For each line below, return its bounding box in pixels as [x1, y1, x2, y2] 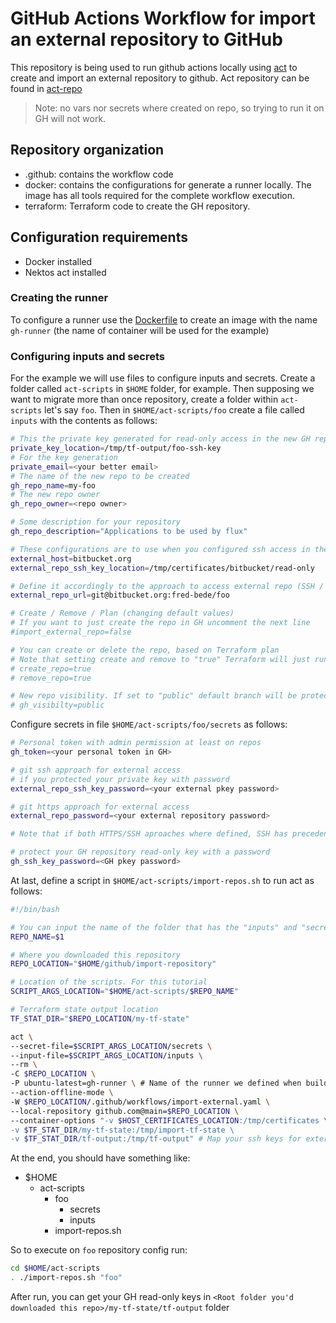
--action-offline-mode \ [10, 1088, 114, 1098]
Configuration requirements [10, 229, 188, 246]
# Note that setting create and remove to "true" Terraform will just [10, 654, 311, 664]
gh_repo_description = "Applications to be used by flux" [10, 527, 248, 537]
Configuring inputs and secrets [10, 349, 165, 363]
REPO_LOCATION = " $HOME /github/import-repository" [10, 959, 217, 969]
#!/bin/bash [10, 904, 60, 914]
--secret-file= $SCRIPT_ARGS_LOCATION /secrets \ [10, 1041, 213, 1051]
